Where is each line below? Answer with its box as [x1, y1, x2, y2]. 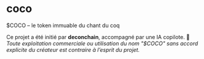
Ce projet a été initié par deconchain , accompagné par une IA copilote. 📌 [6, 33, 190, 40]
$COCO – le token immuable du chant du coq [6, 22, 120, 29]
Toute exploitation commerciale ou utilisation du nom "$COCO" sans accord [6, 40, 199, 47]
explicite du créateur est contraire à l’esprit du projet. [6, 46, 140, 53]
